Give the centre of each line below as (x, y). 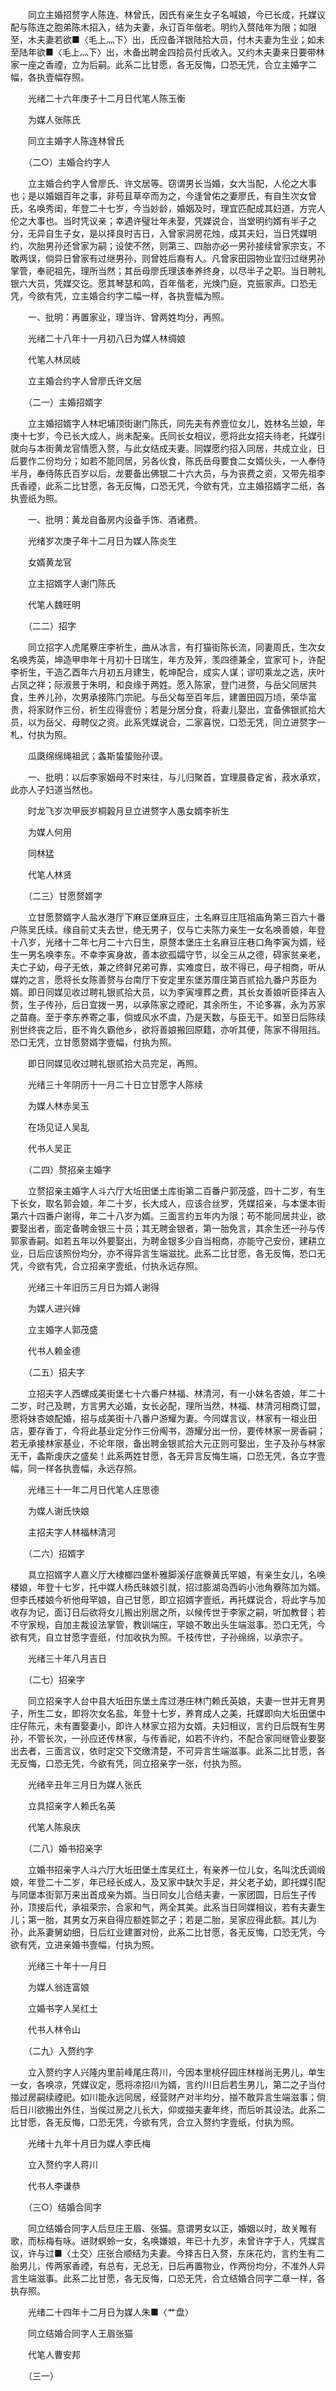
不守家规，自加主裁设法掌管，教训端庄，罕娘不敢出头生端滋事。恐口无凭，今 (168, 1624)
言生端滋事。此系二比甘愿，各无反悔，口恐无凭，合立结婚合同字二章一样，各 (168, 2278)
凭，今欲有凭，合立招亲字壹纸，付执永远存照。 (106, 1266)
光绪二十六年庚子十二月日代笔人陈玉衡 (106, 98)
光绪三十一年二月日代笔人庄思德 (93, 1489)
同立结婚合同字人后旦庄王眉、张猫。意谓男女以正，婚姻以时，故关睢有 (172, 2228)
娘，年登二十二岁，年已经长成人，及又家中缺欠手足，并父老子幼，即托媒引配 (168, 1882)
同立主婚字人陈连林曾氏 (76, 141)
